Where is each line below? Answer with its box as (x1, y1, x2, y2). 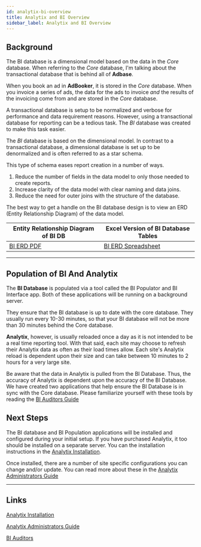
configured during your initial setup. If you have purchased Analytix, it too (6, 435, 187, 442)
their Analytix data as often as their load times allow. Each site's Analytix (6, 346, 184, 353)
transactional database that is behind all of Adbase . (6, 71, 133, 78)
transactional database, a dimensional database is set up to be (6, 144, 160, 151)
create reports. (14, 180, 52, 187)
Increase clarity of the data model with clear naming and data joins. (14, 186, 181, 193)
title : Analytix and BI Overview (6, 14, 90, 20)
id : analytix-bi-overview (6, 8, 71, 15)
